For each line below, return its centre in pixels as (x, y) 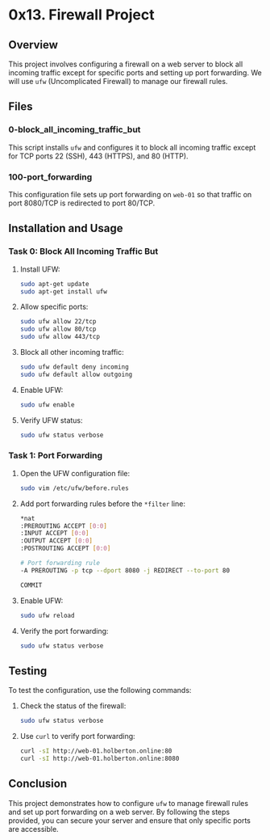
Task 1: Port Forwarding (56, 456)
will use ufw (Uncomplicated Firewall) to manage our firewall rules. (118, 81)
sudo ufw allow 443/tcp (60, 337)
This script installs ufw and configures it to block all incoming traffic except (132, 147)
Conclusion (38, 784)
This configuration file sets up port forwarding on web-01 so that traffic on (130, 194)
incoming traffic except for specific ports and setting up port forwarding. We (135, 73)
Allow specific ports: (54, 307)
